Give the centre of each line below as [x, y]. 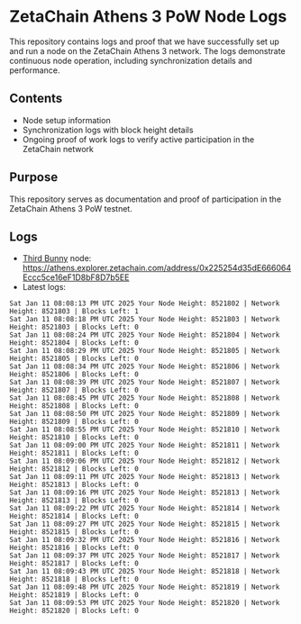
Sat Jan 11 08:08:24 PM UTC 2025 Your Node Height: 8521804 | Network [145, 335]
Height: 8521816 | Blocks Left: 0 [74, 548]
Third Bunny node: [57, 258]
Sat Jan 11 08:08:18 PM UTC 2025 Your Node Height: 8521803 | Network [145, 320]
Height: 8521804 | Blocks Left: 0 [74, 343]
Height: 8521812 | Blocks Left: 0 [74, 469]
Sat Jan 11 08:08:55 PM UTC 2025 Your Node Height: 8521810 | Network [145, 430]
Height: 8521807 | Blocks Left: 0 [74, 390]
